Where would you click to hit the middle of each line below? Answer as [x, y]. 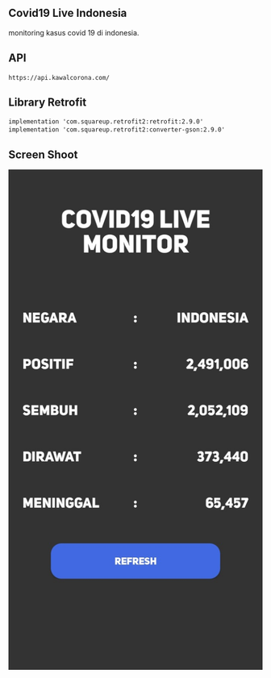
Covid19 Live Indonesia [68, 13]
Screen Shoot [43, 154]
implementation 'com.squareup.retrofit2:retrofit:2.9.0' [106, 122]
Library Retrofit [48, 103]
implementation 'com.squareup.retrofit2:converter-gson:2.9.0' [117, 130]
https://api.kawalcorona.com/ [59, 77]
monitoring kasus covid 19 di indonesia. [74, 32]
